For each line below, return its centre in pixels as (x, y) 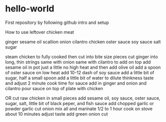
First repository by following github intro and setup (57, 22)
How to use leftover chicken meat (40, 32)
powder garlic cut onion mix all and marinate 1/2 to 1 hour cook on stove (79, 109)
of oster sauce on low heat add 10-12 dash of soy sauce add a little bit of (80, 72)
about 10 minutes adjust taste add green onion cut (57, 114)
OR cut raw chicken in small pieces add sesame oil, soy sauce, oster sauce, (83, 98)
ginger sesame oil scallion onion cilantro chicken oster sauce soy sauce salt (83, 42)
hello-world (30, 9)
